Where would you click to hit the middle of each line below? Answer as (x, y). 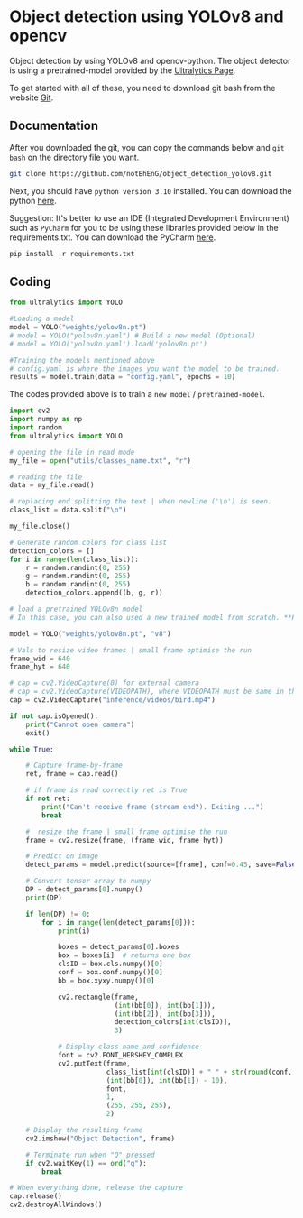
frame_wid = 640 (40, 659)
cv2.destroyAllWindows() (56, 1205)
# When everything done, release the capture (96, 1188)
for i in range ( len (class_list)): (74, 559)
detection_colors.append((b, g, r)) (95, 593)
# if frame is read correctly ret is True (106, 790)
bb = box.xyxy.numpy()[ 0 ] (106, 981)
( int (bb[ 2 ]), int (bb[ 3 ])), (165, 1014)
